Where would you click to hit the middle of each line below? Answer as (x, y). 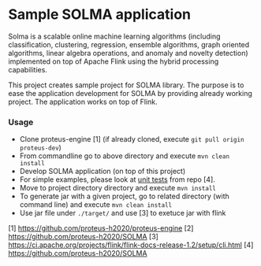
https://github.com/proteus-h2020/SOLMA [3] (84, 237)
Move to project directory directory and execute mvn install (118, 188)
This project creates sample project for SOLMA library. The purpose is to (126, 85)
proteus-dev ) (40, 148)
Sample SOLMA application (100, 15)
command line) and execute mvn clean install (95, 205)
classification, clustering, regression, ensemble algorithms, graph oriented (129, 44)
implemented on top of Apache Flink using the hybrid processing (114, 61)
